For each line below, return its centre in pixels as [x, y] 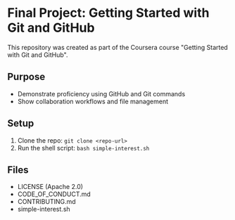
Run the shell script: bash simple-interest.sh [83, 148]
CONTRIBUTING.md [46, 202]
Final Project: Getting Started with [108, 13]
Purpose [26, 77]
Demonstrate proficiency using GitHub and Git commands [101, 93]
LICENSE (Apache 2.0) [50, 187]
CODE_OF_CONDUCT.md [54, 194]
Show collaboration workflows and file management [93, 101]
